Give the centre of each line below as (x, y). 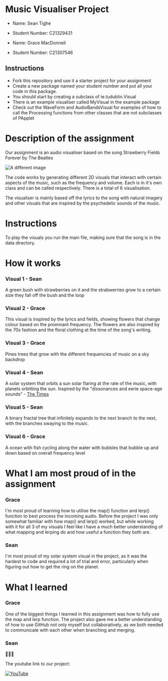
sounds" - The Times (27, 394)
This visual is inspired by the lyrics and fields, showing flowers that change (83, 319)
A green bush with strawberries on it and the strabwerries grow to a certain (83, 290)
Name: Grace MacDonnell (39, 43)
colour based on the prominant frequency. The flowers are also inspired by (82, 325)
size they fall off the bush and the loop (45, 295)
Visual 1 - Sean (24, 279)
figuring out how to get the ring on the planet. (52, 567)
